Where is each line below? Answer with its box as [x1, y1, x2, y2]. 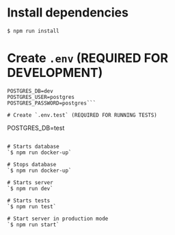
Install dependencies [7, 5, 129, 21]
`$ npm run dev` [7, 185, 53, 192]
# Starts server [7, 179, 53, 186]
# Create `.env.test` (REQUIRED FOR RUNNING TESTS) [7, 111, 157, 118]
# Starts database [7, 143, 59, 150]
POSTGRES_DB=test [7, 124, 65, 132]
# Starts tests [7, 197, 51, 204]
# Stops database [7, 161, 57, 168]
